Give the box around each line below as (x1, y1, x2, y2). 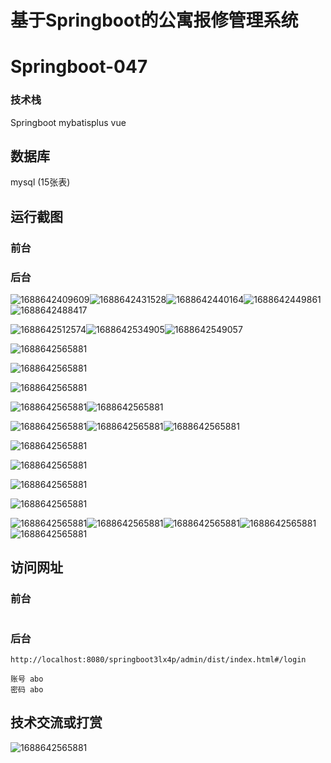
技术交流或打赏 (10, 714, 103, 731)
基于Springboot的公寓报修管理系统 (10, 9, 299, 32)
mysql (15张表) (10, 176, 71, 188)
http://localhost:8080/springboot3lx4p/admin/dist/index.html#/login (10, 655, 307, 665)
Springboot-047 (10, 56, 148, 78)
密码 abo (10, 685, 44, 695)
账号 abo (10, 674, 44, 685)
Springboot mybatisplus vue (10, 116, 127, 128)
